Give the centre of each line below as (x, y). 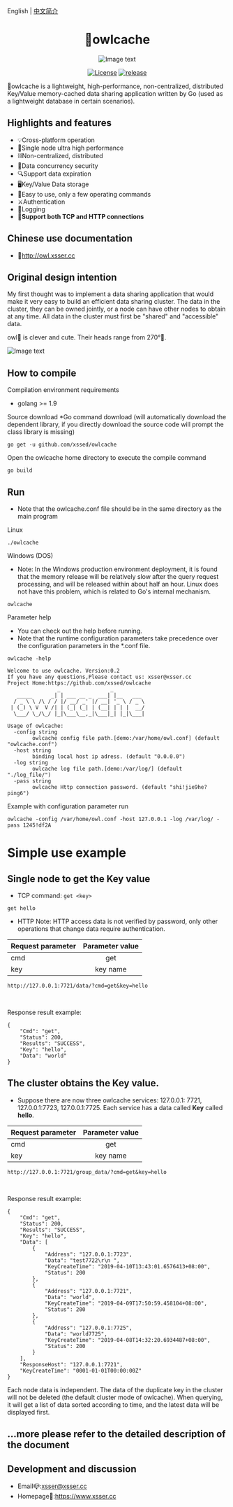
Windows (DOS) (30, 555)
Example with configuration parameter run (68, 806)
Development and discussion (72, 1469)
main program (37, 516)
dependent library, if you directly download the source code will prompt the (116, 425)
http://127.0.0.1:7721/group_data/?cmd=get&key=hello (87, 1172)
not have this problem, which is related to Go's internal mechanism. (114, 591)
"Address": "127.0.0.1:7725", (88, 1328)
